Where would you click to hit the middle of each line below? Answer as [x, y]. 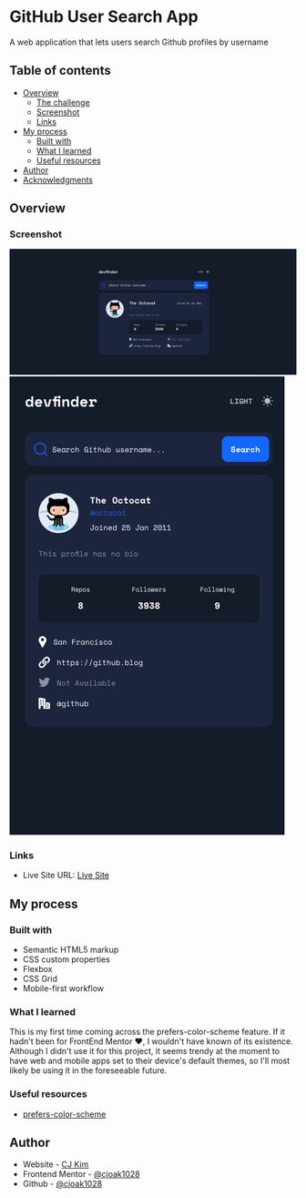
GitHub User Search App [104, 17]
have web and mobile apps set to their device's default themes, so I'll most [150, 1061]
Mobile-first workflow [63, 988]
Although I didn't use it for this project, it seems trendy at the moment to [145, 1051]
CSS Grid [40, 978]
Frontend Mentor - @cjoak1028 [81, 1174]
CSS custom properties [66, 959]
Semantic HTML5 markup [71, 949]
